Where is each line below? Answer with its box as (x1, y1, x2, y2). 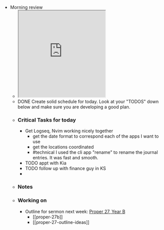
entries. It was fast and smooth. (32, 155, 98, 161)
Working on (17, 197, 47, 204)
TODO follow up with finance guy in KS (25, 165, 106, 171)
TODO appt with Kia (25, 160, 67, 166)
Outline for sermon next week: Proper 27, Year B (25, 208, 126, 214)
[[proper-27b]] (32, 214, 63, 220)
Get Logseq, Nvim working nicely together (25, 128, 114, 134)
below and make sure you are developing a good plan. (17, 104, 131, 110)
